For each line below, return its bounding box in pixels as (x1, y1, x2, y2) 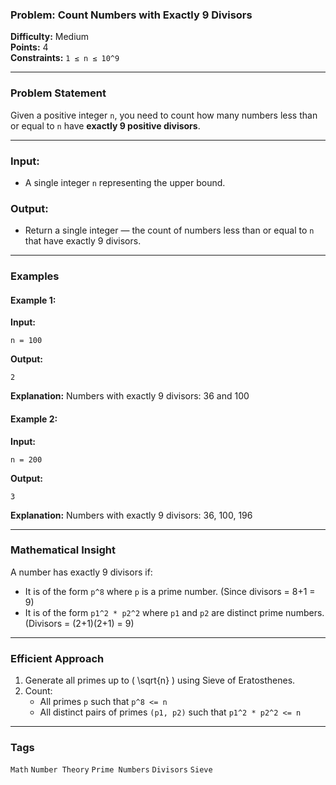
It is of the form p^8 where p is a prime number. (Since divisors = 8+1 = (24, 585, 316, 597)
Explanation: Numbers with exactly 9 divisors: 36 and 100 (10, 390, 250, 402)
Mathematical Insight (10, 543, 117, 557)
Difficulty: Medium (10, 31, 90, 43)
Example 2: (10, 413, 58, 425)
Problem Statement (10, 86, 107, 100)
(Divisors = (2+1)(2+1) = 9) (24, 617, 135, 629)
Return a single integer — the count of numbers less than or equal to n (24, 224, 315, 237)
